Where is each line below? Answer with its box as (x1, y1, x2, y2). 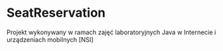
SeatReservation (6, 5, 106, 21)
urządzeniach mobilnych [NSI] (6, 35, 94, 43)
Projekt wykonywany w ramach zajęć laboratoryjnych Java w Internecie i (6, 28, 217, 36)
